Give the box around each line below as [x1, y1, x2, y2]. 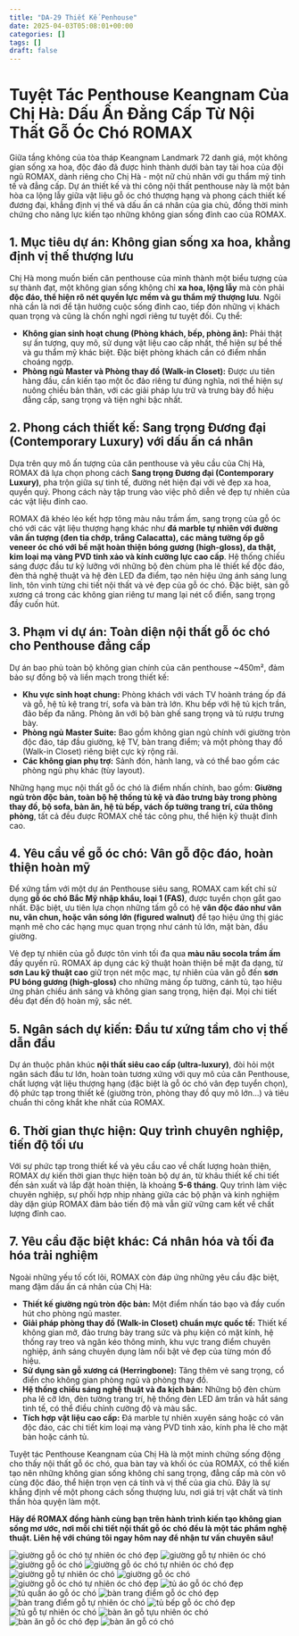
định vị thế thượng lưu [9, 249, 134, 264]
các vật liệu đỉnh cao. [9, 496, 88, 506]
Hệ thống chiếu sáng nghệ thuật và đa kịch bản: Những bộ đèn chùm [21, 1383, 281, 1394]
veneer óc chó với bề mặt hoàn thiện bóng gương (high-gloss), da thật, [9, 541, 277, 552]
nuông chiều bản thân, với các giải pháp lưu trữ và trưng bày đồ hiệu [21, 385, 274, 396]
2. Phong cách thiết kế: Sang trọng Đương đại [9, 421, 266, 436]
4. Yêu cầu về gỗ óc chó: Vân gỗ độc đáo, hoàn [9, 846, 274, 861]
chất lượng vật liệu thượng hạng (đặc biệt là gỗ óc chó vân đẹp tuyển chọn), [9, 1078, 288, 1089]
